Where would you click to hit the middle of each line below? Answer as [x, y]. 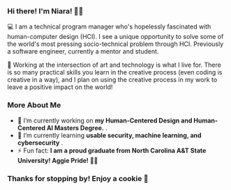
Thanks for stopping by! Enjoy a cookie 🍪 [78, 178]
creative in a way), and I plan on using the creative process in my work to [112, 80]
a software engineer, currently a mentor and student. [83, 52]
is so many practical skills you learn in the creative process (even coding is [115, 72]
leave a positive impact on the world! [60, 87]
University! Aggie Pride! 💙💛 [58, 160]
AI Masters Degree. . [77, 127]
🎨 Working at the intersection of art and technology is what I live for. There [114, 65]
